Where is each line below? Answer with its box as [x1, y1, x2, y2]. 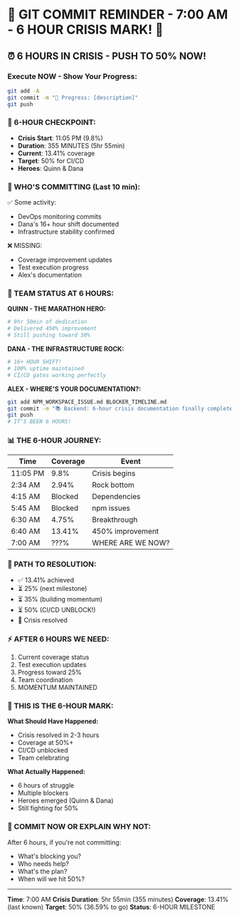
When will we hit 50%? [17, 875, 85, 883]
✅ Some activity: [7, 198, 57, 207]
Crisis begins [92, 468, 136, 478]
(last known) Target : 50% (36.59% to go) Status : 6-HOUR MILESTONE [7, 902, 216, 911]
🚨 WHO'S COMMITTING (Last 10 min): [7, 182, 141, 192]
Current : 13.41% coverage [17, 149, 95, 158]
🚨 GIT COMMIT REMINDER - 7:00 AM [7, 6, 228, 23]
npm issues [92, 503, 130, 513]
